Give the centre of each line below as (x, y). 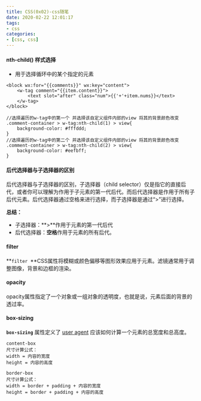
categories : (21, 34)
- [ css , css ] (22, 40)
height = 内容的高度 (29, 363)
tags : (13, 23)
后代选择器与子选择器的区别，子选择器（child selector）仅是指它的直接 (94, 184)
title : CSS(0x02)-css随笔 (37, 12)
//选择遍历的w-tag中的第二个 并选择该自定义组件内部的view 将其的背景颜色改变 (93, 140)
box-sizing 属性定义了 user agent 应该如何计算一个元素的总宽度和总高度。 (98, 332)
